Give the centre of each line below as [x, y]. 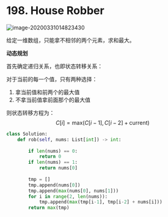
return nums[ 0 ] [58, 168]
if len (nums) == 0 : [53, 151]
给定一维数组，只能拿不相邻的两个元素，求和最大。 [71, 40]
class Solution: [27, 134]
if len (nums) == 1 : [53, 163]
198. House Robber [56, 11]
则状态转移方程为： [31, 112]
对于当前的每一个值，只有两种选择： [52, 79]
